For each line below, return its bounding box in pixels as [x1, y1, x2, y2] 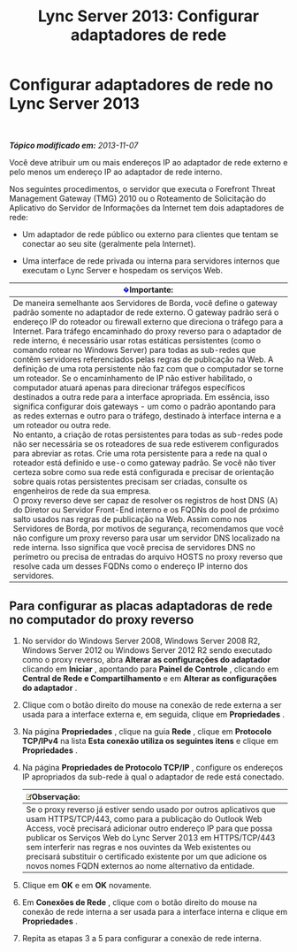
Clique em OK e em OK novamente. [21, 880, 152, 891]
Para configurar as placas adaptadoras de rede [9, 598, 273, 613]
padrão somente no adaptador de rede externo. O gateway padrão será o [12, 307, 279, 318]
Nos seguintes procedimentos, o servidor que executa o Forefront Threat [9, 183, 276, 194]
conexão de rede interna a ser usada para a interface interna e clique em [21, 907, 288, 917]
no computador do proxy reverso [9, 612, 194, 627]
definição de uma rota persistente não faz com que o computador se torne [12, 363, 284, 373]
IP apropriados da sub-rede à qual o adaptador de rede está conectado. [21, 772, 285, 782]
